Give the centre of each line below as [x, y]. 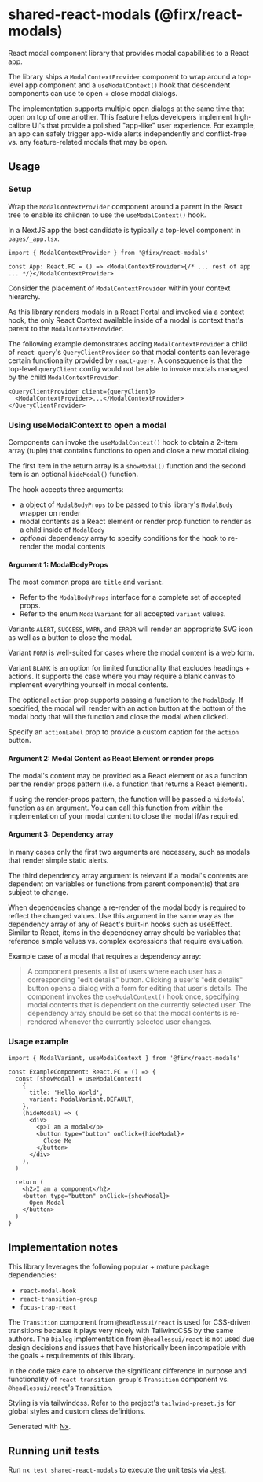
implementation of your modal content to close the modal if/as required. [124, 816]
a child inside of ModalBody [62, 530]
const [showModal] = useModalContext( [79, 1079]
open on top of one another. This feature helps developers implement [121, 116]
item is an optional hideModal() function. [73, 474]
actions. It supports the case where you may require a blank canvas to [122, 676]
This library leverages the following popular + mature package [109, 1266]
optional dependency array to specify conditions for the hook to [123, 538]
